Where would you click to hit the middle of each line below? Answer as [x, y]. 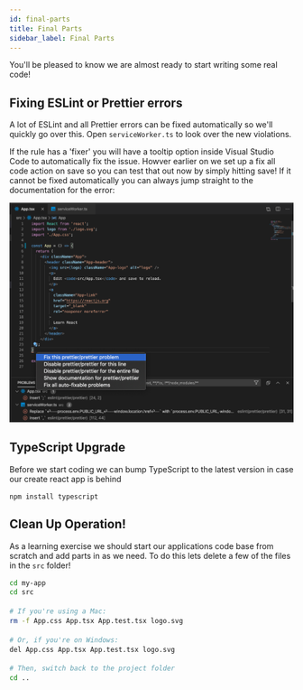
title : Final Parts [46, 28]
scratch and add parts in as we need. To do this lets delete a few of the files [150, 555]
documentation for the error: [62, 191]
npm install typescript [54, 497]
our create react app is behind [65, 479]
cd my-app [28, 583]
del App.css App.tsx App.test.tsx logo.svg [92, 649]
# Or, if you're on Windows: [64, 640]
